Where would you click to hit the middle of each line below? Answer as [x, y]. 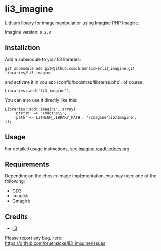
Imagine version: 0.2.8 [28, 32]
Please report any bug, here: [34, 238]
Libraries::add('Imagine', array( [40, 109]
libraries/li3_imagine [28, 73]
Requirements [27, 164]
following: [15, 181]
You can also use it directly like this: [41, 100]
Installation [23, 48]
